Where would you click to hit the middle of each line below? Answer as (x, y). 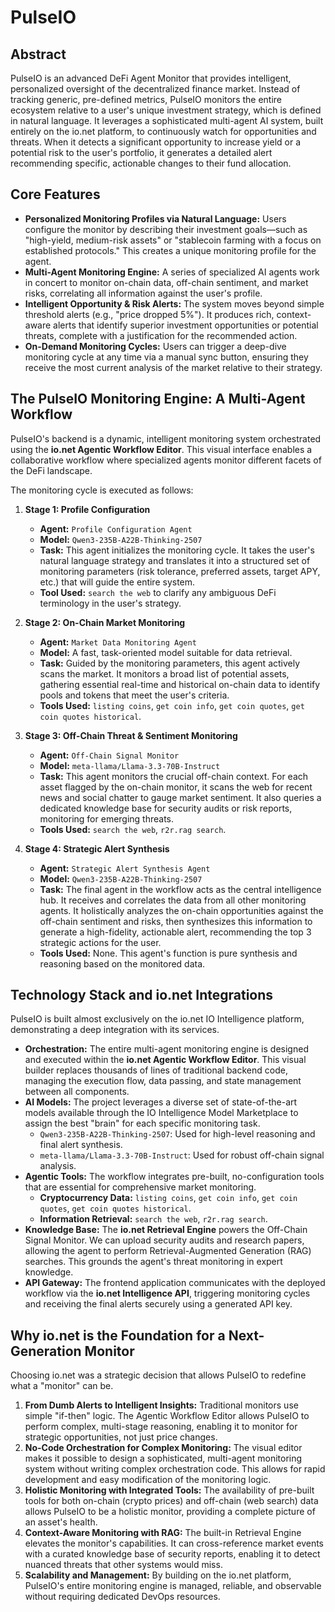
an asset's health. (61, 1522)
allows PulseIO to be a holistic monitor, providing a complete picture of (170, 1512)
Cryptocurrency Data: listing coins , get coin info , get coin (168, 1198)
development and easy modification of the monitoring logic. (148, 1480)
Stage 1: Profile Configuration (87, 509)
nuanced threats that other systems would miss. (123, 1565)
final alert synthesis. (81, 1145)
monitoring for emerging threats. (107, 818)
